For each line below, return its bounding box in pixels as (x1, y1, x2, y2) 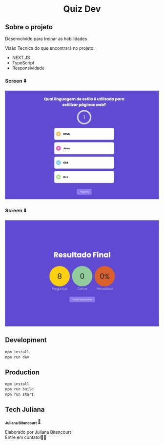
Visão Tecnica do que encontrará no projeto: (5, 45, 95, 51)
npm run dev (5, 355, 29, 360)
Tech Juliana (5, 405, 45, 414)
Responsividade (12, 65, 45, 71)
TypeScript (12, 60, 35, 65)
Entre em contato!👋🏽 (5, 434, 47, 440)
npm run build (5, 387, 34, 392)
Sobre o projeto (5, 23, 53, 31)
